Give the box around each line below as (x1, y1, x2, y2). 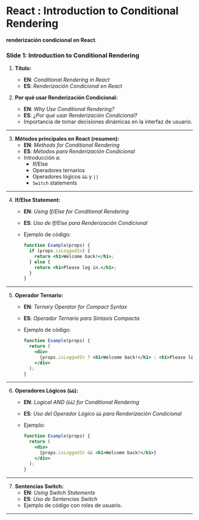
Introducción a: (23, 154, 61, 161)
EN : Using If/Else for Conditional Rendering (23, 208, 129, 215)
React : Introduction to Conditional (6, 4, 179, 18)
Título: (14, 65, 31, 72)
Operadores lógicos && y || (32, 173, 99, 180)
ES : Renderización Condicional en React (23, 83, 123, 90)
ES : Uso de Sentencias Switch (23, 495, 98, 502)
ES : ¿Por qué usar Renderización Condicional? (23, 112, 137, 119)
